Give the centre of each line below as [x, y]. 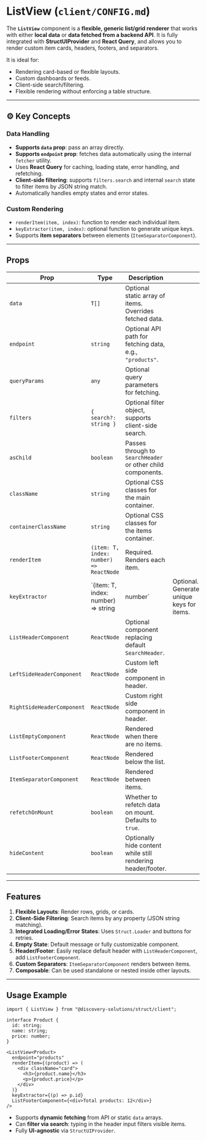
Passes [135, 443]
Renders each [145, 560]
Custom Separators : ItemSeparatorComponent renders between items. [103, 964]
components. [144, 472]
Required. [139, 552]
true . [132, 827]
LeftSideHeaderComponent [46, 674]
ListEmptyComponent [38, 736]
